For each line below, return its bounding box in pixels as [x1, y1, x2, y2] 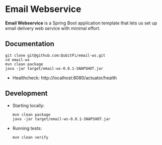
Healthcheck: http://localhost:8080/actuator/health [12, 75, 117, 81]
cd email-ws [5, 57, 30, 62]
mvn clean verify [12, 135, 49, 140]
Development [5, 89, 48, 98]
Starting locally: [12, 102, 45, 108]
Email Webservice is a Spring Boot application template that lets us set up [5, 20, 158, 26]
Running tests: [12, 125, 42, 131]
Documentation [5, 40, 55, 48]
